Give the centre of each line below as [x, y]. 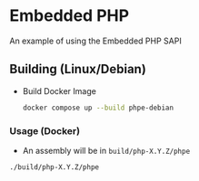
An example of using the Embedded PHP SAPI [95, 41]
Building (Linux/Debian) [78, 69]
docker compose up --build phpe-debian [98, 108]
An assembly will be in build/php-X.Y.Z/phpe [106, 150]
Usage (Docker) [45, 130]
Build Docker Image [60, 90]
